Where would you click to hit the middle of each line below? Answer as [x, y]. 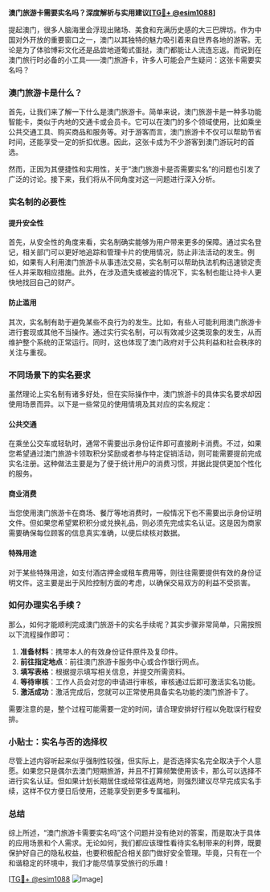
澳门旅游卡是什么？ [45, 93]
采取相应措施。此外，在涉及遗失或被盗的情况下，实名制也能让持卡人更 [145, 272]
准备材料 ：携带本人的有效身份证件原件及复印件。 [101, 651]
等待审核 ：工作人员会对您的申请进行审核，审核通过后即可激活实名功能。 [139, 681]
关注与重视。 [29, 352]
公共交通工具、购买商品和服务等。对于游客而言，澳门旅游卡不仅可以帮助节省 [135, 132]
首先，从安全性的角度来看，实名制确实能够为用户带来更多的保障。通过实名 [131, 242]
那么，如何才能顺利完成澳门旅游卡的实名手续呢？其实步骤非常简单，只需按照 [135, 624]
